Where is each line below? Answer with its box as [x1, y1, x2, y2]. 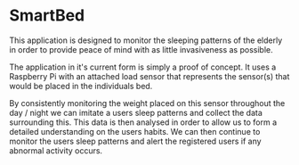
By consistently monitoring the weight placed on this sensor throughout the [9, 97, 286, 108]
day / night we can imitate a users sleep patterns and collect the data [9, 107, 263, 118]
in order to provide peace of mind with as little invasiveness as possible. [9, 44, 273, 54]
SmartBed [9, 5, 85, 26]
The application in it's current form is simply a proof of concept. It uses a [9, 62, 277, 72]
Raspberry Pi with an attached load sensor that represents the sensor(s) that [9, 70, 290, 81]
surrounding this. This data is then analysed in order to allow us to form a [9, 117, 278, 128]
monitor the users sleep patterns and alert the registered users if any [9, 136, 262, 146]
